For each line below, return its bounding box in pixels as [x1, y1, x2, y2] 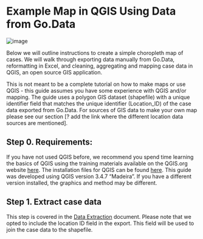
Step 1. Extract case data [6, 197, 102, 207]
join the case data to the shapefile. [6, 226, 93, 233]
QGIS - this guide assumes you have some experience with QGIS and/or [6, 87, 187, 94]
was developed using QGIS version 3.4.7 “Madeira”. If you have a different [6, 173, 192, 180]
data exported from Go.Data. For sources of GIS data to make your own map [6, 106, 198, 113]
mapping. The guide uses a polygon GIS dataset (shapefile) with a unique [6, 93, 190, 101]
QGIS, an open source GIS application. [6, 68, 103, 76]
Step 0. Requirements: [6, 137, 93, 148]
